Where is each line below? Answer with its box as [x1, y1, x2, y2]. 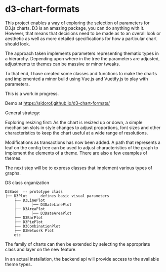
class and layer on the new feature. [5, 246, 77, 252]
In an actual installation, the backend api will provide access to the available [5, 256, 160, 262]
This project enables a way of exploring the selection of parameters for [5, 20, 150, 26]
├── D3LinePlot [14, 198, 45, 203]
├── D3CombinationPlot [14, 224, 61, 228]
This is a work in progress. [5, 91, 59, 96]
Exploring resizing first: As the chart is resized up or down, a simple [5, 119, 143, 125]
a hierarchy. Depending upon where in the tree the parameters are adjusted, [5, 55, 160, 61]
